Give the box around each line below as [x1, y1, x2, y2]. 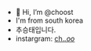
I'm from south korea [15, 16, 84, 25]
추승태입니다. [15, 25, 56, 35]
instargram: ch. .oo [15, 34, 75, 43]
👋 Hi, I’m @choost [15, 8, 74, 16]
